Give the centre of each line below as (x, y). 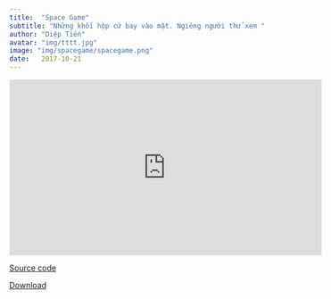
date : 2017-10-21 (46, 59)
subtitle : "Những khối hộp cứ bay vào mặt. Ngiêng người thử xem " (137, 26)
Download (28, 285)
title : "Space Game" (50, 17)
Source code (33, 268)
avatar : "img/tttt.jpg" (54, 42)
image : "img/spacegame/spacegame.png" (81, 51)
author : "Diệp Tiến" (48, 34)
